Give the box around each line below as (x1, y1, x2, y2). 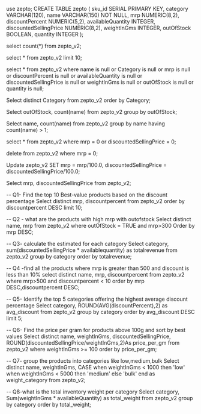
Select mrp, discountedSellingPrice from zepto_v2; (6, 180, 131, 186)
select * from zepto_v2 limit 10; (6, 54, 82, 61)
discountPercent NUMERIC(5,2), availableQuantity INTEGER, (6, 18, 156, 25)
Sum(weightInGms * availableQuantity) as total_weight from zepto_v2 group (6, 395, 193, 401)
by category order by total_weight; (6, 401, 92, 408)
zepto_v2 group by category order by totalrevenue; (6, 253, 132, 260)
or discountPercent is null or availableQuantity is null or (6, 72, 143, 79)
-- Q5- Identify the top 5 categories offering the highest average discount (6, 295, 188, 303)
